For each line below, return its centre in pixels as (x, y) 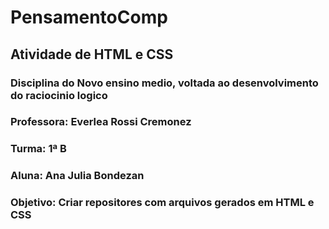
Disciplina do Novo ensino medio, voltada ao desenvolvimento (164, 83)
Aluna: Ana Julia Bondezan (77, 176)
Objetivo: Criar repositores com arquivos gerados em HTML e (162, 203)
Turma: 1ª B (38, 149)
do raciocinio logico (59, 95)
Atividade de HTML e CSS (92, 54)
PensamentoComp (89, 17)
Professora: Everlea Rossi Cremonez (101, 122)
